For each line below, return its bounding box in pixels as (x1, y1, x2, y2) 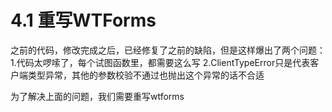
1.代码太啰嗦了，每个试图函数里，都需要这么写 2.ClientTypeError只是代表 (10, 56, 311, 68)
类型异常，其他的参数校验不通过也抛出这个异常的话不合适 (27, 69, 265, 81)
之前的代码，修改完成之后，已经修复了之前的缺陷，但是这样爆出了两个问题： (10, 44, 326, 56)
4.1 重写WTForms (10, 9, 157, 32)
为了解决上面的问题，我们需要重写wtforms (10, 90, 185, 102)
